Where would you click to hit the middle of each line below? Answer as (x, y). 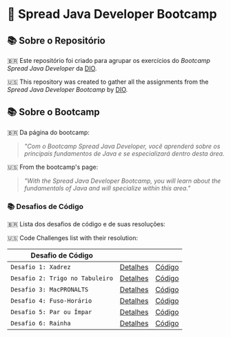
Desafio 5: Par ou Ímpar (51, 312)
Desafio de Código (62, 255)
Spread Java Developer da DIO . (52, 68)
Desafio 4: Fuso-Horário (51, 301)
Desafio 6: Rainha (41, 324)
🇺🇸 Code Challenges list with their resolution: (72, 238)
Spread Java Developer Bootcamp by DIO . (68, 90)
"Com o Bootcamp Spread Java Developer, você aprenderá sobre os (122, 146)
